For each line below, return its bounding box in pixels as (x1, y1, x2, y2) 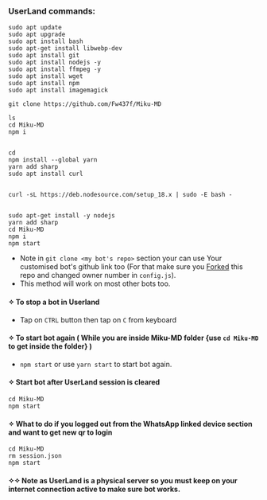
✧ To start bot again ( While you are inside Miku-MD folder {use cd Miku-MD (8, 333, 259, 343)
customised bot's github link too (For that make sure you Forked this (19, 262, 244, 271)
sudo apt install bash (8, 37, 83, 45)
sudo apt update (8, 24, 62, 32)
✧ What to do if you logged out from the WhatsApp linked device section (8, 419, 253, 428)
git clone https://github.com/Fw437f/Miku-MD (8, 100, 161, 108)
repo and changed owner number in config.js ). (19, 271, 176, 280)
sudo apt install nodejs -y (8, 58, 102, 67)
